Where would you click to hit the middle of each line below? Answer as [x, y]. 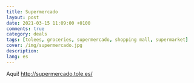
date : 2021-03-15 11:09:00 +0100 [48, 23]
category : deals [27, 34]
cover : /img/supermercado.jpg [45, 46]
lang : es [17, 57]
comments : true [25, 29]
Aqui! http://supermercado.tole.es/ [49, 73]
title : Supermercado [32, 12]
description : [23, 51]
